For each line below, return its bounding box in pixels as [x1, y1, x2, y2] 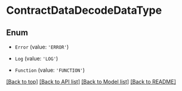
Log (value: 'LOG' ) [14, 55, 58, 62]
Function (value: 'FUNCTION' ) [14, 66, 85, 74]
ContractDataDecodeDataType [6, 4, 162, 17]
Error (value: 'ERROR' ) [14, 43, 69, 50]
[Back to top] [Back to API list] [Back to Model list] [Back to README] [6, 78, 176, 85]
